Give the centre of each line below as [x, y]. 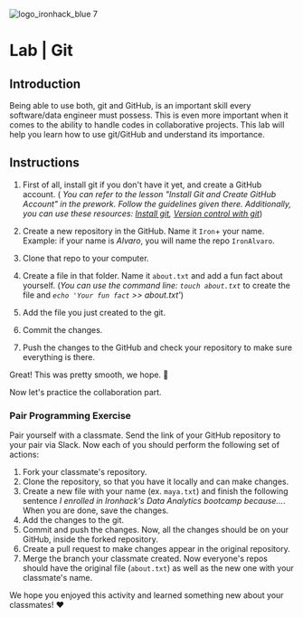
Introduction [45, 84]
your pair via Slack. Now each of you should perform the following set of [145, 445]
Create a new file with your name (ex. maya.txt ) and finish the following [155, 491]
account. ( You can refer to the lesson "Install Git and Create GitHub [149, 194]
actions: [24, 455]
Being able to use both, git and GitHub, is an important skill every [130, 105]
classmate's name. [57, 578]
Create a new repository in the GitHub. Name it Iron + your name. [143, 231]
